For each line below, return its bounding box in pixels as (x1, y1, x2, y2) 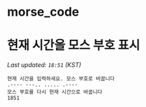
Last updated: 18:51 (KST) (7, 61, 82, 69)
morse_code (7, 4, 80, 20)
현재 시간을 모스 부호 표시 (7, 38, 141, 53)
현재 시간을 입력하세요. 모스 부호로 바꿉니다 (7, 75, 115, 82)
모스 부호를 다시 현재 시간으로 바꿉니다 (7, 88, 103, 96)
